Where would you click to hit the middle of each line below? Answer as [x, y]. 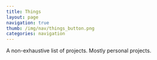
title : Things [24, 12]
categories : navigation [36, 34]
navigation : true [28, 23]
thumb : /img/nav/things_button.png [50, 28]
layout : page [22, 17]
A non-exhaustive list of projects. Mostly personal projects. [79, 50]
